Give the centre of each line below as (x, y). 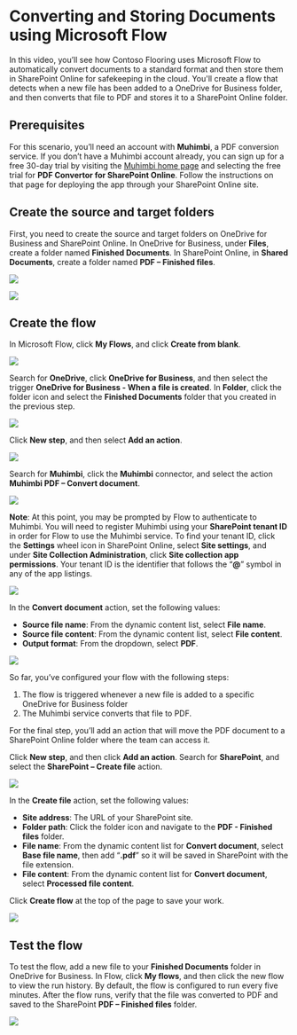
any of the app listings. (51, 574)
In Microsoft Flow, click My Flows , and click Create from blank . (125, 344)
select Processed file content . (78, 883)
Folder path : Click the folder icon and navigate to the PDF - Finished (147, 827)
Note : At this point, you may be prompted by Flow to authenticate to (133, 517)
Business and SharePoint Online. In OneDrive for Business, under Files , (139, 243)
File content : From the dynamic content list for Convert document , (145, 874)
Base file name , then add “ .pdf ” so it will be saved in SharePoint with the (155, 855)
